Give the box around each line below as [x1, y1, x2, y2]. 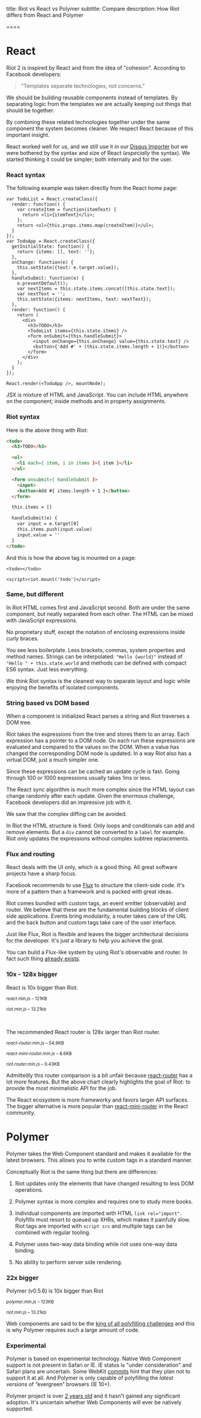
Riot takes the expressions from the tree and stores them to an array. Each [6, 730, 190, 738]
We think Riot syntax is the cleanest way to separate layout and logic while [6, 677, 191, 685]
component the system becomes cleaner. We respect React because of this [6, 125, 194, 132]
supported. [6, 1405, 34, 1413]
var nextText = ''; [17, 291, 66, 297]
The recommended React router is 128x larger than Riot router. [6, 1028, 161, 1035]
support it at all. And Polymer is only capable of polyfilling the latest [6, 1374, 174, 1382]
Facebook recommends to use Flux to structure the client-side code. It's [6, 882, 185, 889]
